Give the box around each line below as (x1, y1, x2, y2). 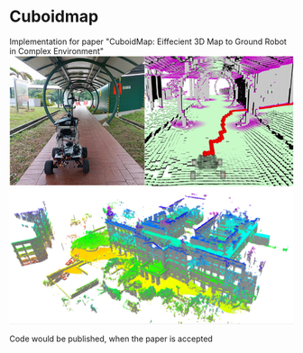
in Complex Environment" (9, 45, 105, 56)
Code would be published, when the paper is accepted (9, 333, 214, 344)
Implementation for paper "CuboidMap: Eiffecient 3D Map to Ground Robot (9, 36, 287, 47)
